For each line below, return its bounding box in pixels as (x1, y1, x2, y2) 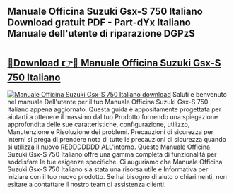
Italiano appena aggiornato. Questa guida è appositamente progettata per (7, 105, 222, 114)
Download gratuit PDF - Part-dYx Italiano (7, 17, 191, 29)
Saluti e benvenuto (172, 90, 228, 98)
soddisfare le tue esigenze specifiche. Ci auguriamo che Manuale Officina (7, 158, 223, 166)
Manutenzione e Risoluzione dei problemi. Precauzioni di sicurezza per (7, 128, 214, 136)
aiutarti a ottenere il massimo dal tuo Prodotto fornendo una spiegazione (7, 113, 218, 121)
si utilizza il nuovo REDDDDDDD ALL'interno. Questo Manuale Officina (7, 143, 211, 151)
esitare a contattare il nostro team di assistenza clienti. (7, 180, 166, 188)
